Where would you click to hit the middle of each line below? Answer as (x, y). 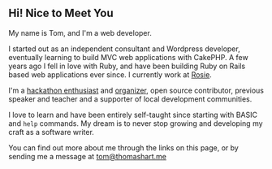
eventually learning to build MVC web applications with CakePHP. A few (129, 57)
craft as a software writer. (52, 132)
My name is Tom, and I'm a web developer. (80, 32)
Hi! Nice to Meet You (61, 13)
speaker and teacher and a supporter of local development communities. (130, 99)
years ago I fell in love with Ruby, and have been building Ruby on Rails (127, 66)
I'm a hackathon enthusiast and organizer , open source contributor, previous (136, 90)
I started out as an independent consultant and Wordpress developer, (125, 49)
